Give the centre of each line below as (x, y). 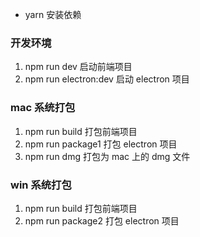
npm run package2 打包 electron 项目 (102, 220)
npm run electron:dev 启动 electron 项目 (107, 79)
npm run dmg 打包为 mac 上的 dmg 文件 (107, 156)
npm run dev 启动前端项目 (78, 67)
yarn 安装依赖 (53, 14)
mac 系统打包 (43, 108)
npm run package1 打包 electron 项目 (101, 144)
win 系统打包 (41, 185)
